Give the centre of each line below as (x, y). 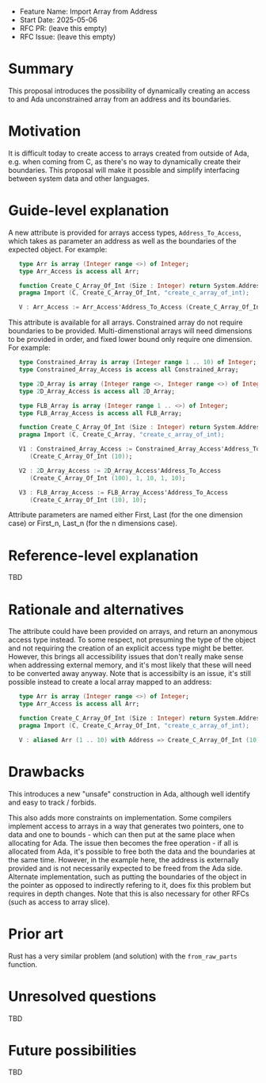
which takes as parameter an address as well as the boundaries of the (123, 240)
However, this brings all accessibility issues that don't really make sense (126, 657)
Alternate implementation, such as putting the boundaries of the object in (127, 877)
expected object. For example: (58, 249)
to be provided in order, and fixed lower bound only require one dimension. (130, 340)
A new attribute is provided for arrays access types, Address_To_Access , (125, 232)
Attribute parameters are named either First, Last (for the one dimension (125, 515)
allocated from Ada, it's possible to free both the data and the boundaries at (132, 851)
